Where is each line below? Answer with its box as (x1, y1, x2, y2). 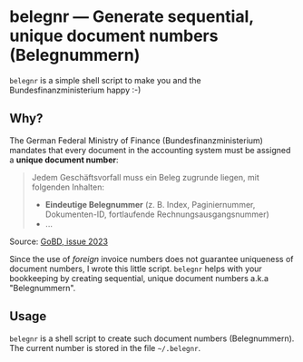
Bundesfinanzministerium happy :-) (9, 84, 142, 95)
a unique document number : (9, 154, 119, 165)
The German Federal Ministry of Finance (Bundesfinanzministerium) (9, 134, 263, 146)
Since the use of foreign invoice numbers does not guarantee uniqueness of (9, 253, 294, 264)
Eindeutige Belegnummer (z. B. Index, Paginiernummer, (44, 199, 256, 210)
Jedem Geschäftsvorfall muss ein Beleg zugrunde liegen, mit (31, 171, 260, 182)
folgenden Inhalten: (31, 181, 104, 192)
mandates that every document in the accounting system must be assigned (9, 144, 291, 155)
